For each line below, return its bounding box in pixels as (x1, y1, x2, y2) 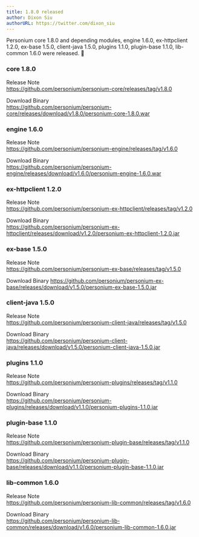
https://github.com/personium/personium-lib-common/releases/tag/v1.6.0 (6, 499, 191, 506)
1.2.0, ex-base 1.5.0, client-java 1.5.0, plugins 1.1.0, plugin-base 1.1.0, (6, 43, 174, 50)
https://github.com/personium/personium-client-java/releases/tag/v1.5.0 (6, 319, 187, 326)
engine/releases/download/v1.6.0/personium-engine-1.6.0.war (6, 169, 161, 177)
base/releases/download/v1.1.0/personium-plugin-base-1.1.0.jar (6, 464, 165, 471)
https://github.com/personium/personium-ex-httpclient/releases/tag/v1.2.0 (6, 205, 193, 212)
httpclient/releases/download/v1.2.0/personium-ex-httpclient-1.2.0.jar (6, 230, 180, 237)
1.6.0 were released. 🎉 (29, 50, 85, 57)
